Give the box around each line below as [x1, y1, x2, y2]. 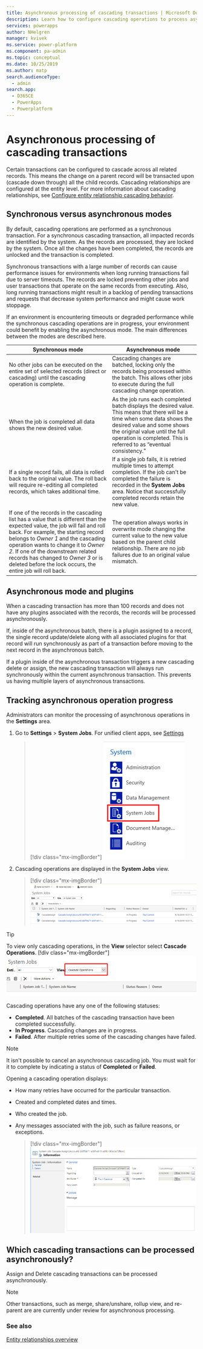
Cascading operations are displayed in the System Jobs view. [14, 865, 169, 873]
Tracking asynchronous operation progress [6, 695, 173, 705]
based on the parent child [112, 538, 176, 546]
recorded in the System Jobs [112, 481, 185, 489]
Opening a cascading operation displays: [6, 1075, 108, 1083]
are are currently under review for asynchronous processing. [24, 1307, 175, 1314]
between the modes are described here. [6, 333, 106, 340]
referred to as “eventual [112, 441, 171, 448]
